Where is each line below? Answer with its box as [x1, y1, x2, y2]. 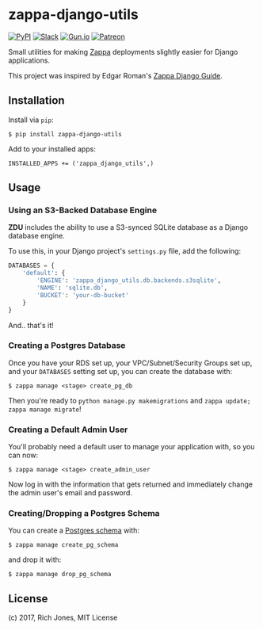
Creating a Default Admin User [8, 424, 128, 435]
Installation [8, 94, 65, 108]
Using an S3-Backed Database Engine [8, 204, 157, 216]
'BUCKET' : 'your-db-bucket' [36, 291, 129, 299]
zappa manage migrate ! [8, 404, 82, 414]
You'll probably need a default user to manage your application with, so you [8, 442, 255, 452]
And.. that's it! [8, 320, 54, 330]
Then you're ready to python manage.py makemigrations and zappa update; [8, 395, 251, 405]
